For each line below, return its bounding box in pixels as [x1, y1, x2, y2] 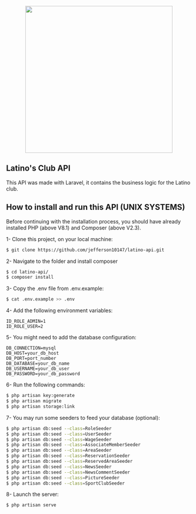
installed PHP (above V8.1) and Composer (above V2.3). [6, 224, 141, 231]
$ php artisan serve [6, 502, 57, 508]
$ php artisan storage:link [6, 403, 75, 409]
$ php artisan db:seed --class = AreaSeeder [6, 448, 112, 453]
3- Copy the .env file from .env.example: [6, 285, 104, 292]
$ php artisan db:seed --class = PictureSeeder [6, 475, 119, 480]
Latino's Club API [6, 163, 71, 173]
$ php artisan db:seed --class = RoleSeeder [6, 425, 112, 432]
